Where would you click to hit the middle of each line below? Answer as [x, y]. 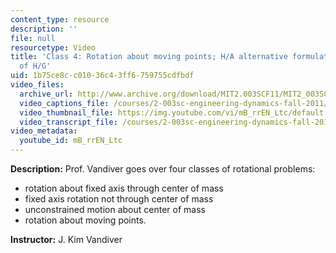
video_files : [37, 85]
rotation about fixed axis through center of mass [124, 188]
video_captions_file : [64, 103]
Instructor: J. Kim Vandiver [66, 239]
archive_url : [46, 94]
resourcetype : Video [53, 47]
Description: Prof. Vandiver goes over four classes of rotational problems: [163, 169]
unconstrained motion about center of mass [115, 209]
